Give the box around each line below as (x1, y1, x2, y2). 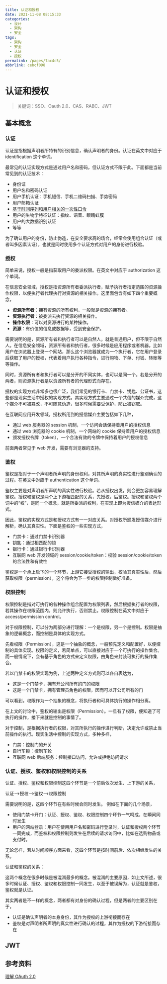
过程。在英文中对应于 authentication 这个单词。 (5, 477, 102, 483)
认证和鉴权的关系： (5, 864, 45, 870)
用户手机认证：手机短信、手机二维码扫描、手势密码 (12, 193, 117, 199)
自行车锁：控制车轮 (12, 748, 52, 754)
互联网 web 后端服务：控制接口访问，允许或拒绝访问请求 (12, 754, 128, 760)
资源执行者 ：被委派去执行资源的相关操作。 (12, 313, 100, 319)
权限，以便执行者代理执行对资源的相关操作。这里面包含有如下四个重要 (9, 290, 153, 296)
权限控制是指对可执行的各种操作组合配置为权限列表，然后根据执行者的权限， (5, 601, 162, 607)
